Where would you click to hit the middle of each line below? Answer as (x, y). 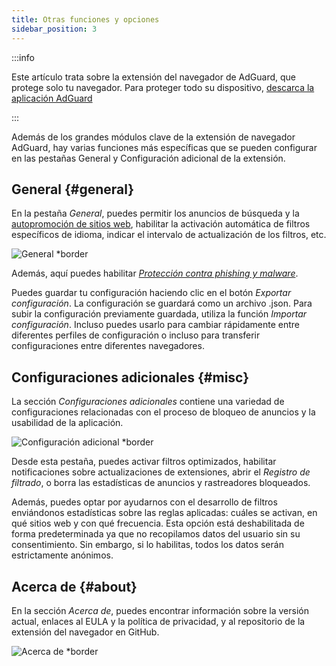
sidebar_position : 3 (54, 29)
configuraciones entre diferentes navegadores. (108, 346)
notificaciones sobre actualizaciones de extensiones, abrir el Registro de (161, 472)
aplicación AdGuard (52, 98)
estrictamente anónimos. (62, 555)
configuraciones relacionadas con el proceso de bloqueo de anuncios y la (163, 412)
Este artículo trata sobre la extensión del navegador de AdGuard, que (153, 77)
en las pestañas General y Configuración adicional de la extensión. (148, 158)
